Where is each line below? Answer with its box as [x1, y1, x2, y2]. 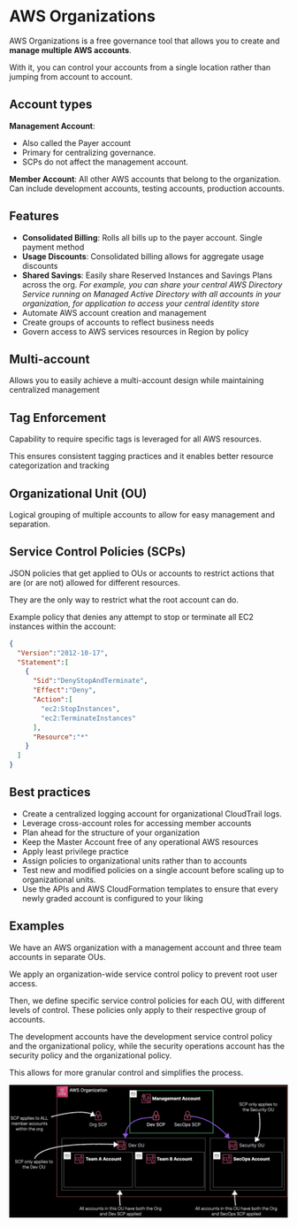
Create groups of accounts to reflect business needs [21, 317, 215, 327]
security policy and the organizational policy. [9, 1050, 172, 1061]
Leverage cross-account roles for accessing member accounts [21, 817, 252, 828]
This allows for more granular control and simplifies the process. [9, 1067, 244, 1077]
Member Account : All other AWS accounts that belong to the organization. [9, 173, 281, 184]
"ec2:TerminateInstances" [41, 714, 137, 723]
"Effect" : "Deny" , [32, 686, 97, 695]
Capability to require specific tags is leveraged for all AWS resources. [9, 433, 263, 444]
